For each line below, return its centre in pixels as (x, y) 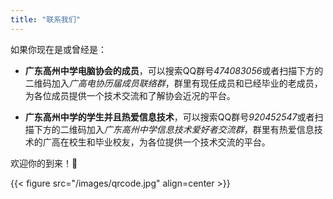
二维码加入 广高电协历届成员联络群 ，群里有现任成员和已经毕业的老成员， (173, 83)
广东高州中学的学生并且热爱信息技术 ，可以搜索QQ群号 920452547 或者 (169, 117)
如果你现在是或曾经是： (58, 49)
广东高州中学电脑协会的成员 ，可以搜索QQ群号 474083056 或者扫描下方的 (174, 70)
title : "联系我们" (46, 19)
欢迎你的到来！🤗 (44, 163)
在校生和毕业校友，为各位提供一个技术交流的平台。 (165, 142)
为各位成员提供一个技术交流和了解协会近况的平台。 (130, 95)
